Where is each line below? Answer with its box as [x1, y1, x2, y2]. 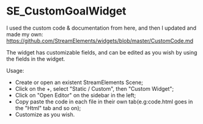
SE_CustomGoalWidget [6, 4, 126, 18]
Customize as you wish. [15, 111, 75, 118]
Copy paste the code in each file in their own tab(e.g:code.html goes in [15, 98, 193, 105]
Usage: [6, 67, 24, 74]
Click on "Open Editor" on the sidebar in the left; [15, 91, 136, 99]
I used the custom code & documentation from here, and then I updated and [6, 24, 196, 31]
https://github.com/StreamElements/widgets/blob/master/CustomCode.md [6, 37, 193, 44]
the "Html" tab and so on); [15, 104, 81, 111]
